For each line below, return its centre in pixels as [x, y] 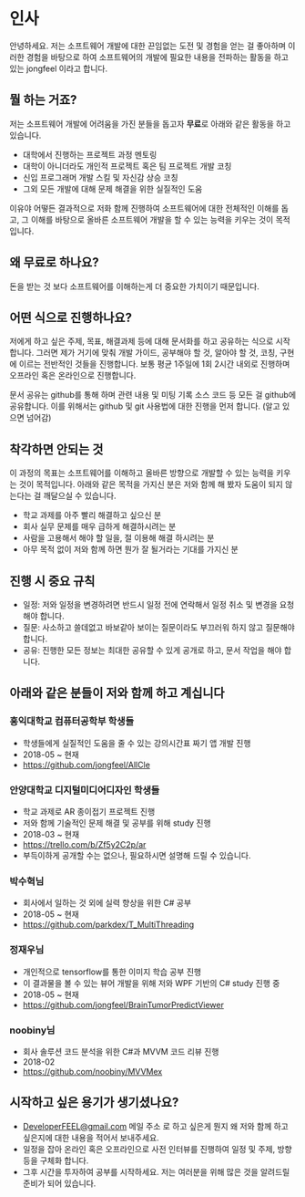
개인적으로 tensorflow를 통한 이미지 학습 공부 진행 [112, 972]
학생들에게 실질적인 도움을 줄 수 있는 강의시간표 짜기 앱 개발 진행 [137, 743]
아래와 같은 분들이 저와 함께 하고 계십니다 [117, 693]
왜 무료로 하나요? [54, 262]
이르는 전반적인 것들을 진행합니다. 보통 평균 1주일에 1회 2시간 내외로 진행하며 [154, 364]
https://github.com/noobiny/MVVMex [92, 1071]
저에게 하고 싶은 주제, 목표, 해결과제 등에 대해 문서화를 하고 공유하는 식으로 [142, 341]
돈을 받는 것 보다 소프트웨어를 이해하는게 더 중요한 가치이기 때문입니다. [134, 286]
